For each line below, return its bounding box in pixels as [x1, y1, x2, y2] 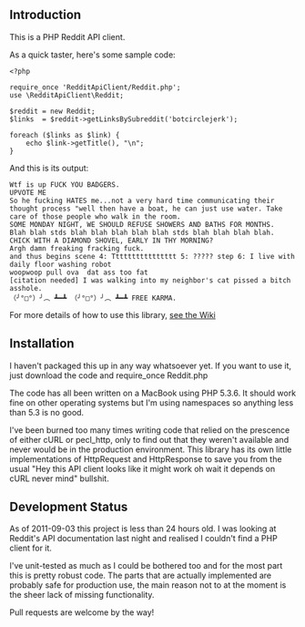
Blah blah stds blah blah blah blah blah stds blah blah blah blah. [9, 228, 275, 237]
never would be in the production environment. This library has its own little [9, 444, 292, 455]
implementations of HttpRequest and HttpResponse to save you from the [9, 453, 282, 464]
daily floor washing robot [9, 260, 112, 269]
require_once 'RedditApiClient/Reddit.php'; [9, 82, 181, 92]
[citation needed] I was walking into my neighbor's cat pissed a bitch [9, 275, 291, 285]
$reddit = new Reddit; [9, 107, 96, 116]
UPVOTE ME [9, 188, 47, 197]
